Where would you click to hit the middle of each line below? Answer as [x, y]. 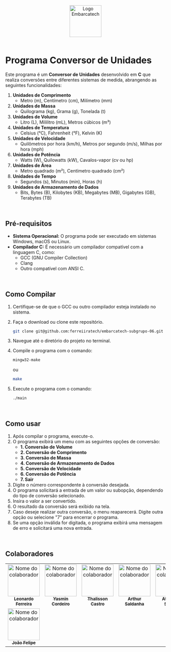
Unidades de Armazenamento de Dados [56, 187]
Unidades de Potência [36, 154]
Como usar [23, 424]
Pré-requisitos [29, 224]
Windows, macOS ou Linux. [41, 241]
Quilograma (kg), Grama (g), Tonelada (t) [63, 111]
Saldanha [134, 604]
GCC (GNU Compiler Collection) [54, 258]
